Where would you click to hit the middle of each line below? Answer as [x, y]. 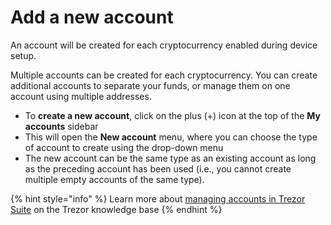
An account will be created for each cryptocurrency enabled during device [164, 45]
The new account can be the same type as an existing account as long [170, 158]
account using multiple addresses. [81, 96]
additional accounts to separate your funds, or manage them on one [150, 85]
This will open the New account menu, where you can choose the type [171, 137]
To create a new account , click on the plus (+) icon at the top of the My [172, 115]
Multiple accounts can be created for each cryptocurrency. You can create [164, 75]
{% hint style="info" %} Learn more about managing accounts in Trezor [158, 198]
